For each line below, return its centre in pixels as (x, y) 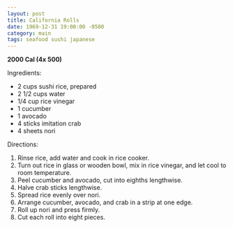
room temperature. (44, 173)
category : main (29, 33)
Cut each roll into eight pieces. (61, 218)
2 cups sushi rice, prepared (57, 86)
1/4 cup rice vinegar (46, 101)
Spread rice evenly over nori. (59, 195)
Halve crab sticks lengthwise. (60, 188)
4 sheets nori (36, 131)
